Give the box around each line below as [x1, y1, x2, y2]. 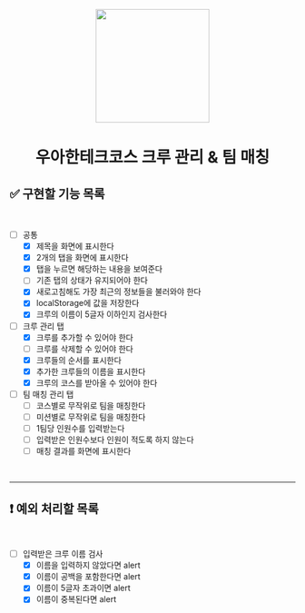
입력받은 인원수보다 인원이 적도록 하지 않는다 [35, 434, 194, 445]
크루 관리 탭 [22, 321, 65, 331]
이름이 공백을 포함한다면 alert [35, 571, 141, 582]
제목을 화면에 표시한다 [35, 241, 115, 252]
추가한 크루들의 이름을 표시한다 [35, 366, 146, 377]
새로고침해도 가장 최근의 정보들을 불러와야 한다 [35, 286, 202, 297]
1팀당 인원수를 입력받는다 [35, 423, 125, 434]
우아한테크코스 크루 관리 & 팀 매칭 [34, 147, 271, 168]
